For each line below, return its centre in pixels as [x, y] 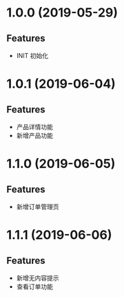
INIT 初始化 [32, 56]
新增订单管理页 [38, 207]
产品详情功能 [34, 127]
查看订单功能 [34, 287]
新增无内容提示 [38, 278]
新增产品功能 [34, 135]
